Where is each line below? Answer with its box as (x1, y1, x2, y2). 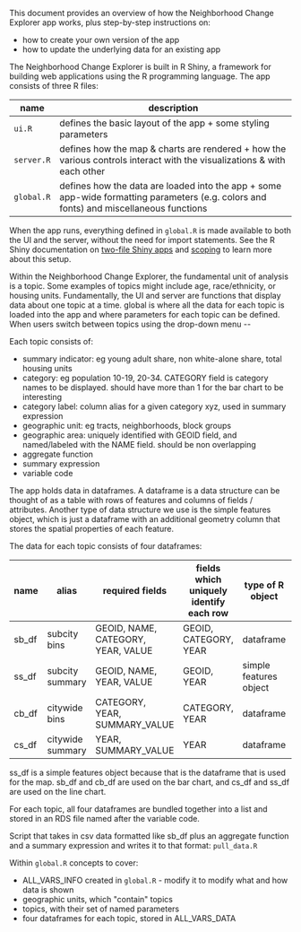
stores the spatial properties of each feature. (9, 524, 175, 534)
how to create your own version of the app (21, 35, 180, 45)
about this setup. (9, 254, 72, 264)
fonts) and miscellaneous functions (59, 202, 208, 214)
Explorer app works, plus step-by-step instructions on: (9, 17, 211, 28)
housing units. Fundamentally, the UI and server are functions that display (9, 291, 281, 301)
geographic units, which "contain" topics (21, 894, 173, 904)
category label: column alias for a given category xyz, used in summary (21, 401, 287, 412)
